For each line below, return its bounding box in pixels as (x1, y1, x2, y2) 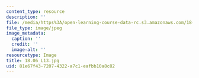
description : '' (6, 14, 46, 20)
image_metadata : (6, 30, 46, 36)
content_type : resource (6, 8, 65, 15)
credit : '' (11, 42, 38, 48)
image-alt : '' (11, 47, 46, 53)
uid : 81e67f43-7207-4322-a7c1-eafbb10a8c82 (6, 63, 115, 69)
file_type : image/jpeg (6, 25, 62, 31)
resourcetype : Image (6, 52, 57, 58)
